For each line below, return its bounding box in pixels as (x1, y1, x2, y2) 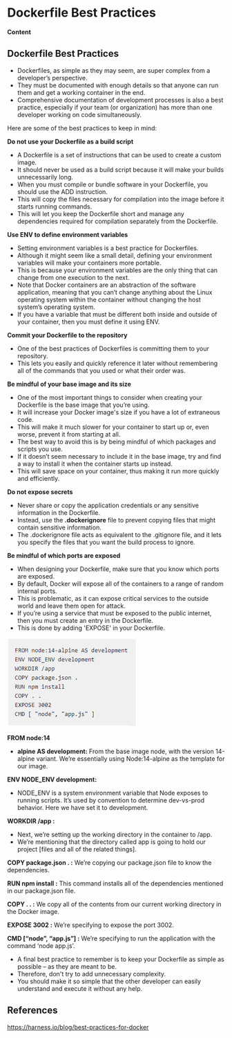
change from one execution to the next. (17, 273, 130, 281)
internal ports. (17, 587, 57, 595)
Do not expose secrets (7, 487, 73, 496)
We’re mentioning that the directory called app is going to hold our (17, 837, 206, 846)
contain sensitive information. (17, 523, 101, 531)
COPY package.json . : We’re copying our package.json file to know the (7, 858, 212, 867)
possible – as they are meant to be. (17, 962, 117, 971)
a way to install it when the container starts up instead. (17, 459, 173, 468)
